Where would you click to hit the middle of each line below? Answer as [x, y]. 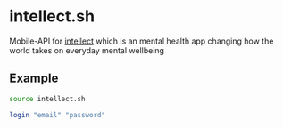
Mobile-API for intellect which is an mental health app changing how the [141, 41]
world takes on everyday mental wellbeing [87, 50]
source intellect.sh [48, 99]
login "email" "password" [57, 115]
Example [34, 79]
